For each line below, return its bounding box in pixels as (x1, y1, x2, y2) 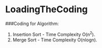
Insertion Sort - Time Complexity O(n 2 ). (12, 30, 95, 37)
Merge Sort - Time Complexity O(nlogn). (12, 37, 97, 43)
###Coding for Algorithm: (5, 20, 59, 27)
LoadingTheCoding (5, 4, 88, 15)
